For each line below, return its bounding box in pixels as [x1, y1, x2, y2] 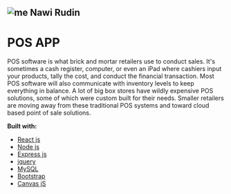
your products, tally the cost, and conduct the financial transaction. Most [7, 72, 214, 80]
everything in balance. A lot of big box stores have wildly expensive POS [7, 87, 214, 95]
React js [17, 135, 41, 144]
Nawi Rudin [30, 7, 81, 19]
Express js [17, 150, 47, 159]
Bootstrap [17, 172, 46, 180]
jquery [17, 157, 36, 166]
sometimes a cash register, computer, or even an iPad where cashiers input [7, 65, 222, 73]
